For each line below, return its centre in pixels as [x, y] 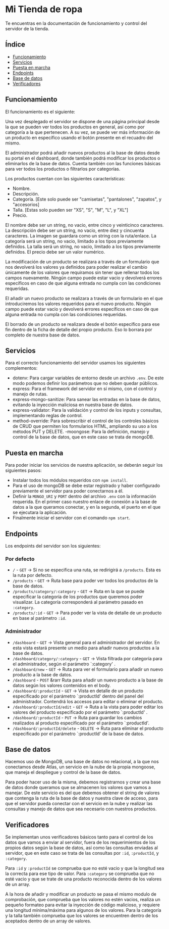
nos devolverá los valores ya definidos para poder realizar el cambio [76, 267]
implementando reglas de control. [48, 416]
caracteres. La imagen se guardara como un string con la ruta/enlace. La [81, 235]
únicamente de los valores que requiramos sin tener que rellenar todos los [82, 272]
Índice [15, 45]
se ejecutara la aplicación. [40, 512]
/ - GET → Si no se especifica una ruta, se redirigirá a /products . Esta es [87, 570]
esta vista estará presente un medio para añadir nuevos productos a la [86, 648]
